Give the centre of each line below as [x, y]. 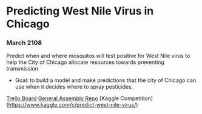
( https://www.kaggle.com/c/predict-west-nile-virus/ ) [72, 105]
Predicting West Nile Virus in [80, 11]
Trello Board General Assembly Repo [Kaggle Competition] [80, 98]
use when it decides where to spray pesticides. [74, 87]
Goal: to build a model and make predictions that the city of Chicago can [106, 80]
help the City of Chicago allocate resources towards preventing [86, 62]
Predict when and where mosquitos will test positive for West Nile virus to [98, 56]
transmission [22, 69]
